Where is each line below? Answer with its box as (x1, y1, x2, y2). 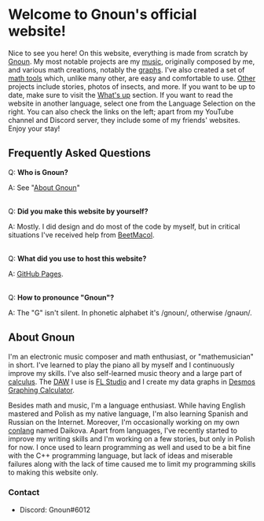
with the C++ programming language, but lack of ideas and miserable (8, 451, 233, 460)
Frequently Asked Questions (8, 147, 152, 160)
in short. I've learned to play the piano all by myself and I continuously (8, 360, 235, 370)
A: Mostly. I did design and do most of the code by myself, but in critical (8, 221, 240, 231)
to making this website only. (8, 467, 99, 477)
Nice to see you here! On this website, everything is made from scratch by (8, 48, 248, 58)
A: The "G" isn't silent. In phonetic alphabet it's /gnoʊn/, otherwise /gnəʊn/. (8, 307, 253, 317)
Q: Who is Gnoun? (8, 167, 68, 177)
